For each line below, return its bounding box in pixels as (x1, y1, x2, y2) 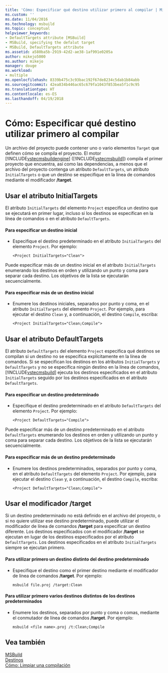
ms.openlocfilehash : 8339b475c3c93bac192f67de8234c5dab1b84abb (5, 77, 140, 82)
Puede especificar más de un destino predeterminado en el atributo (5, 426, 144, 432)
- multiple (5, 73, 28, 78)
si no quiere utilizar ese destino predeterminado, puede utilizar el (5, 518, 139, 524)
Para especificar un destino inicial (5, 227, 77, 233)
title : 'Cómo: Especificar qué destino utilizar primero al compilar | (5, 7, 157, 13)
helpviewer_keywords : (5, 31, 50, 36)
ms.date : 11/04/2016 (5, 17, 48, 22)
